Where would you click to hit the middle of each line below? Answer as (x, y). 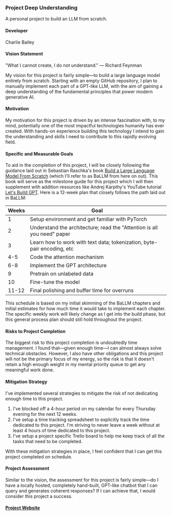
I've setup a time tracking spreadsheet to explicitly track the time (81, 419)
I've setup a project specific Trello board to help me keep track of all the (89, 436)
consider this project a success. (39, 496)
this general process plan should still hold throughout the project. (74, 319)
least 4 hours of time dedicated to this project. (61, 430)
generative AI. (20, 97)
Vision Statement (24, 54)
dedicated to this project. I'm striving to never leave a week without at (86, 425)
